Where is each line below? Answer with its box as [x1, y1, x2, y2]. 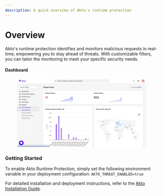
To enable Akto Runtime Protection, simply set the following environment [5, 166, 151, 172]
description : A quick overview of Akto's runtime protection [5, 8, 132, 13]
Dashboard [5, 67, 28, 73]
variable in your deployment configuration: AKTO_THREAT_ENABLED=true [5, 171, 144, 177]
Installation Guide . [5, 186, 41, 192]
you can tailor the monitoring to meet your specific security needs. [5, 56, 139, 62]
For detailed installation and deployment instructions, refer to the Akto [5, 180, 145, 186]
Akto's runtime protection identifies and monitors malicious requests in [5, 45, 147, 51]
